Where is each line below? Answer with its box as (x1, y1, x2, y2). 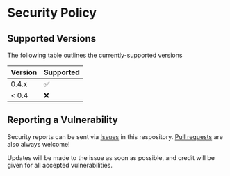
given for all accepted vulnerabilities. (7, 161, 113, 169)
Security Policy (7, 5, 97, 21)
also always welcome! (7, 140, 71, 148)
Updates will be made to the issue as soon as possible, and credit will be (7, 153, 215, 161)
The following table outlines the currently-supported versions (7, 51, 183, 59)
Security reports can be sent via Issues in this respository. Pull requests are (7, 132, 224, 141)
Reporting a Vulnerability (7, 114, 118, 126)
